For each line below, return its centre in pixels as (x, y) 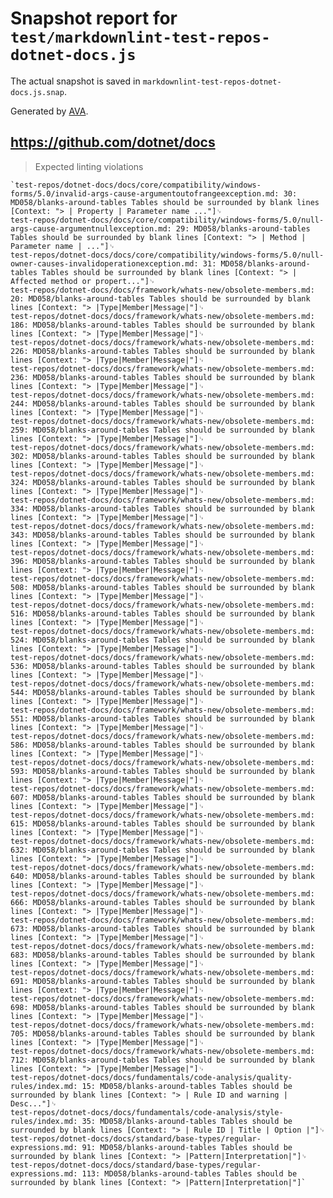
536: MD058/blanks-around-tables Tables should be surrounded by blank (162, 666)
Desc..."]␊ (33, 1103)
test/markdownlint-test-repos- (140, 37)
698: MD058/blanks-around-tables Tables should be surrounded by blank (162, 1007)
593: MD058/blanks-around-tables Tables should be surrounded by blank (162, 771)
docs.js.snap (37, 92)
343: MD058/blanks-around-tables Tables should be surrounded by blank (162, 535)
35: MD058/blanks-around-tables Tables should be (187, 1121)
